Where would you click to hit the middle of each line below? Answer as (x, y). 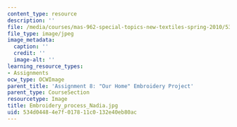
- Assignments (28, 73)
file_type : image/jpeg (41, 34)
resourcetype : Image (38, 99)
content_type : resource (42, 14)
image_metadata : (31, 40)
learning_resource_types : (45, 66)
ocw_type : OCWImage (36, 79)
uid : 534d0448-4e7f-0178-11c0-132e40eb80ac (72, 112)
